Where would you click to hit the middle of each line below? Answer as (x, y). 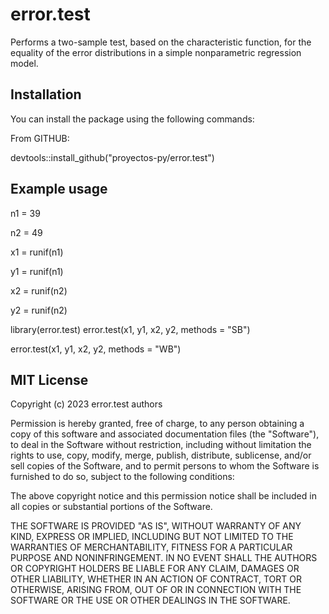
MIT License (49, 379)
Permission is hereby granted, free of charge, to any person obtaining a (157, 424)
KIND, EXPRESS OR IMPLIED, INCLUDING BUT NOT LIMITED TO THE (152, 537)
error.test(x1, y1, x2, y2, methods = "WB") (96, 349)
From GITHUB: (40, 138)
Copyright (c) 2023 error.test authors (86, 404)
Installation (46, 94)
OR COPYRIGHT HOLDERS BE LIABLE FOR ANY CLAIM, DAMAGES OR (155, 569)
